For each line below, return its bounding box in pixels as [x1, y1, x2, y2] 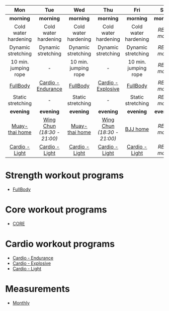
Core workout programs [5, 204, 107, 215]
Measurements [5, 283, 70, 294]
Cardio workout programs [5, 239, 115, 250]
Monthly [12, 299, 30, 306]
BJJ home [125, 126, 149, 132]
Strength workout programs [5, 170, 124, 181]
